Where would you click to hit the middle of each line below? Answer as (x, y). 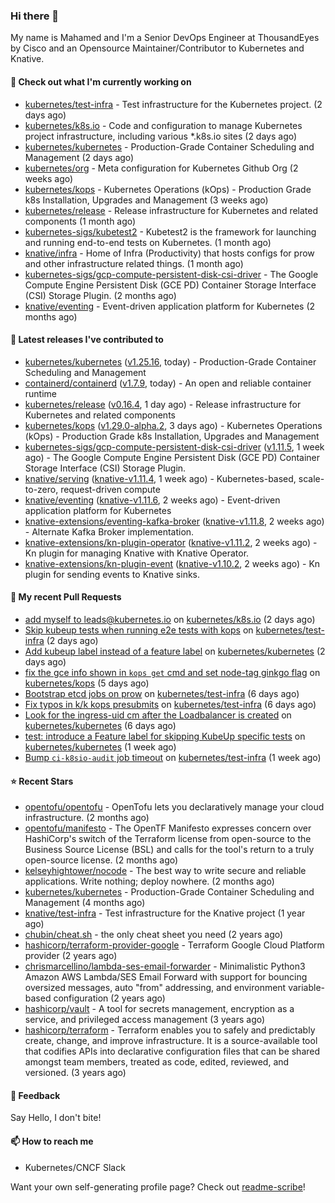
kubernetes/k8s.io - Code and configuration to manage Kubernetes (163, 125)
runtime (41, 393)
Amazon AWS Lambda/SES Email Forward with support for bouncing (166, 977)
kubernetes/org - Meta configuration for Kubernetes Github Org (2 (161, 168)
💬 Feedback (35, 1095)
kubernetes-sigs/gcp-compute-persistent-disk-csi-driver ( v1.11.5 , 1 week (174, 446)
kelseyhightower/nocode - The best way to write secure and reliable (165, 871)
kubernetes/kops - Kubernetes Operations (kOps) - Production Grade (168, 189)
